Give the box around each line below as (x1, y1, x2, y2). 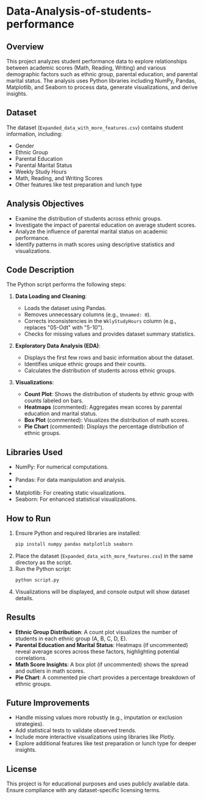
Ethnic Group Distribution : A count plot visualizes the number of (15, 628, 178, 635)
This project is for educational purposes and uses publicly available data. (6, 780, 190, 787)
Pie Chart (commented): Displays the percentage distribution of (24, 423, 185, 430)
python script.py (15, 577, 60, 583)
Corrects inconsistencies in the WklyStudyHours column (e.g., (24, 317, 177, 325)
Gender (15, 142, 35, 149)
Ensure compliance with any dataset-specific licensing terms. (6, 787, 161, 794)
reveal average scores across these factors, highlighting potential (15, 648, 180, 655)
